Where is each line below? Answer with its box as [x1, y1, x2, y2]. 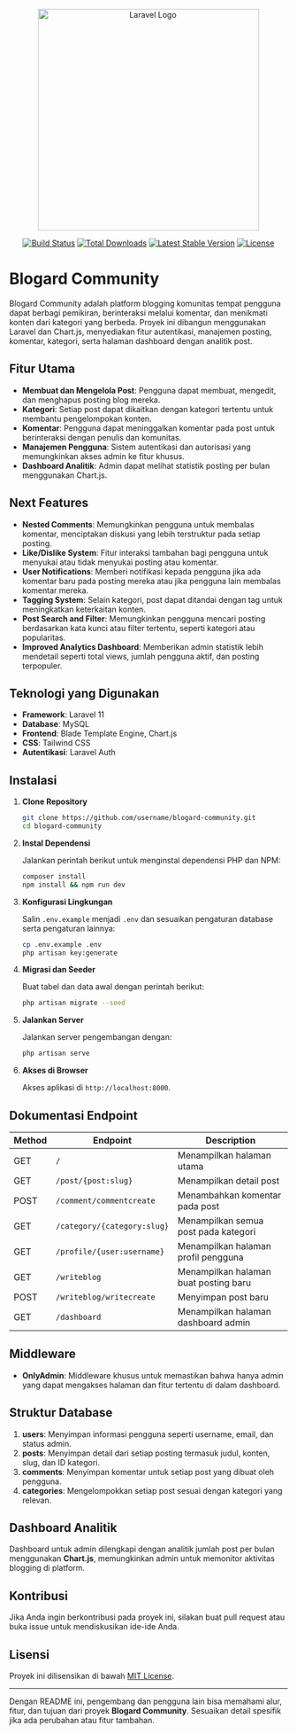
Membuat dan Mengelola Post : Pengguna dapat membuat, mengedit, [21, 385, 277, 395]
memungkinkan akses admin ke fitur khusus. [21, 450, 185, 461]
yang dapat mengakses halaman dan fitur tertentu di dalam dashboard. [21, 1379, 281, 1390]
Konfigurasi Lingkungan [21, 896, 113, 907]
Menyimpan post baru [177, 1291, 270, 1303]
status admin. [21, 1438, 72, 1449]
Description [205, 1135, 256, 1146]
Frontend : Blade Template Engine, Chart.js [21, 728, 178, 739]
